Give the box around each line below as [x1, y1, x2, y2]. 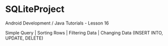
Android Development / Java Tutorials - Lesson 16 [5, 20, 109, 26]
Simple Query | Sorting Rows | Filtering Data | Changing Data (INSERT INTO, [5, 29, 163, 35]
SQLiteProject [5, 3, 65, 15]
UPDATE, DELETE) [5, 35, 44, 41]
